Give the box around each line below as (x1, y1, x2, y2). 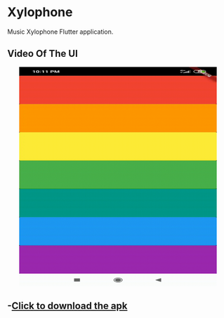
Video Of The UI (7, 48, 79, 60)
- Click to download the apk (7, 300, 128, 312)
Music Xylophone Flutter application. (7, 27, 114, 36)
